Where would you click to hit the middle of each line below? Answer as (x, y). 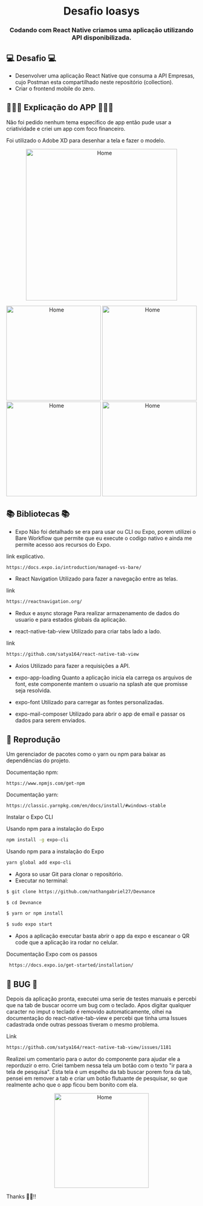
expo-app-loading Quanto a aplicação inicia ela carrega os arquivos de (103, 678)
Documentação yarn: (32, 795)
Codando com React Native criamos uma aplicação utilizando (101, 30)
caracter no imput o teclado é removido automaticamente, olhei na (89, 1011)
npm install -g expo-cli (37, 840)
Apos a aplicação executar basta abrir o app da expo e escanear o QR (102, 936)
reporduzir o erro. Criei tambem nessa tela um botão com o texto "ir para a (99, 1065)
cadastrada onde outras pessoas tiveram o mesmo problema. (83, 1024)
